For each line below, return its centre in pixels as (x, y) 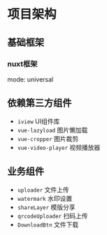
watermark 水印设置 (45, 198)
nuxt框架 (22, 63)
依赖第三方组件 (40, 103)
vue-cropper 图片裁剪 (48, 138)
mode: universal (30, 79)
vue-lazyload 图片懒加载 (52, 130)
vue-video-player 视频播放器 (59, 147)
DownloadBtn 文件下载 (48, 225)
